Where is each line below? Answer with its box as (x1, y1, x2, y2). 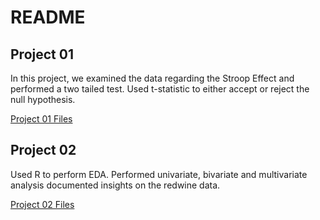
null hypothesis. (10, 94, 76, 105)
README (10, 6, 86, 29)
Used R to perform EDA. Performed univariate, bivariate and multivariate (10, 168, 308, 180)
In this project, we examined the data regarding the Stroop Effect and (10, 72, 295, 84)
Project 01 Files (10, 113, 73, 125)
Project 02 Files (10, 198, 75, 210)
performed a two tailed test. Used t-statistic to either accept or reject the (10, 83, 310, 95)
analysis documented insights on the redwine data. (10, 179, 221, 191)
